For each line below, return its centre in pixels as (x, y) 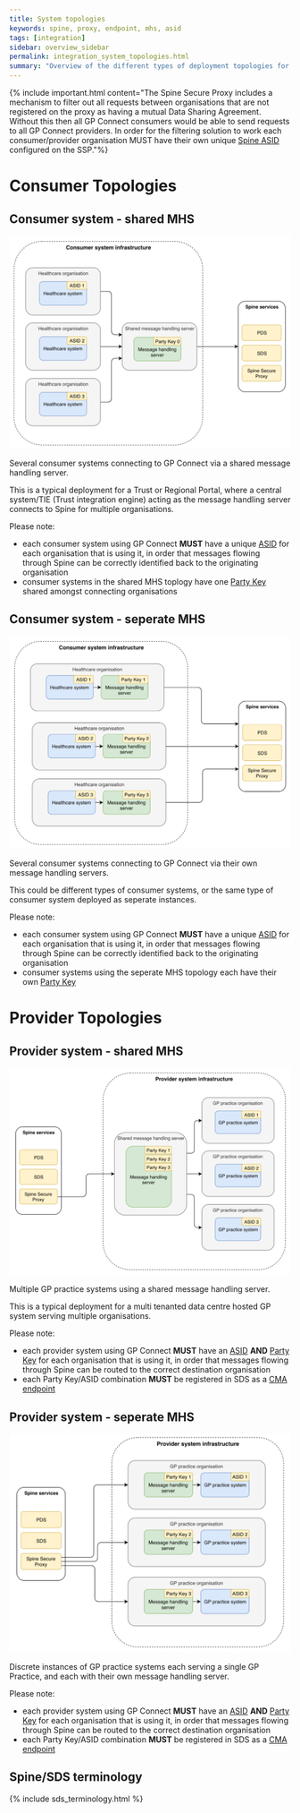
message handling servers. (59, 873)
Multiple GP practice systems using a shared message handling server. (140, 1289)
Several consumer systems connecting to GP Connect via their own (133, 863)
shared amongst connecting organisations (100, 591)
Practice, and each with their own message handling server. (119, 1676)
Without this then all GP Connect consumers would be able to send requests (150, 121)
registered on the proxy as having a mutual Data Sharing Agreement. (135, 111)
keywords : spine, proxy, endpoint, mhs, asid (95, 28)
